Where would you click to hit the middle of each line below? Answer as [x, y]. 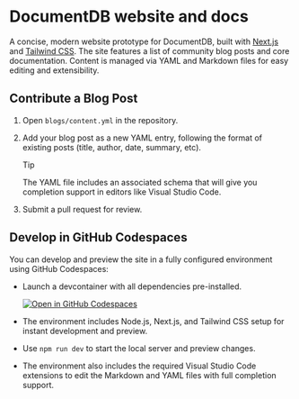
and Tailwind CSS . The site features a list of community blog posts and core [149, 50]
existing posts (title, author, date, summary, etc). [112, 147]
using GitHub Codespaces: [59, 268]
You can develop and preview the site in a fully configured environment [141, 259]
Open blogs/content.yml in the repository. [100, 120]
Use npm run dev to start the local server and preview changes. [139, 348]
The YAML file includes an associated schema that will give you [140, 182]
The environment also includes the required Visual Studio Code [139, 366]
